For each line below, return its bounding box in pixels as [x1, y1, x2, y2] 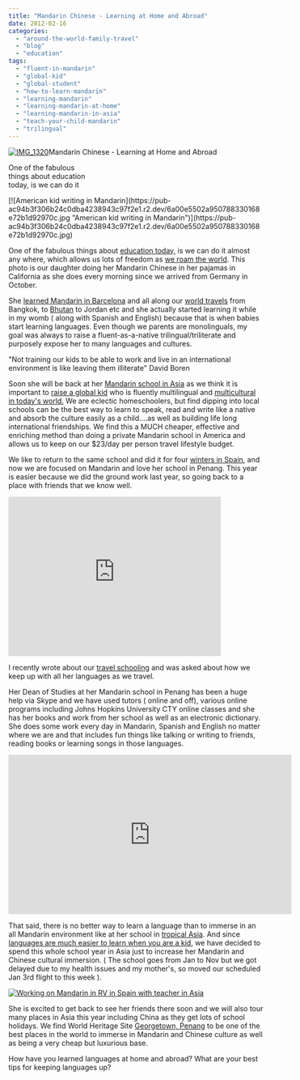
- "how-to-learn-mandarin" [15, 87, 107, 96]
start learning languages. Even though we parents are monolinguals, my [8, 321, 248, 331]
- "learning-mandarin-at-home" [15, 102, 121, 110]
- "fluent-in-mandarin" [15, 65, 95, 73]
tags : [8, 57, 27, 66]
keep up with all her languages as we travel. [8, 671, 155, 681]
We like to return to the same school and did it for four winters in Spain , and [8, 454, 260, 464]
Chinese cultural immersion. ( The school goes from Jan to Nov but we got [8, 955, 257, 964]
